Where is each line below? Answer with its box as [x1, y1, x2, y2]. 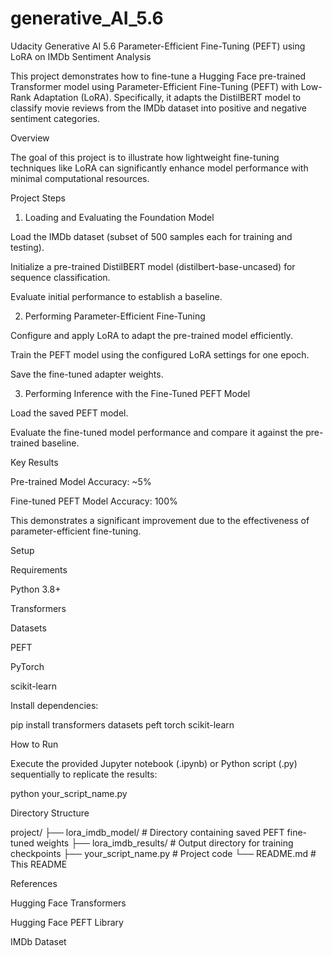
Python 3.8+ [10, 583, 62, 595]
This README [10, 858, 68, 870]
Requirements [10, 563, 68, 576]
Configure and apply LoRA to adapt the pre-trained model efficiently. [10, 329, 293, 341]
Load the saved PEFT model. [10, 407, 129, 419]
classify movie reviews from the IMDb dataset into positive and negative [10, 102, 307, 114]
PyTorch [10, 660, 45, 672]
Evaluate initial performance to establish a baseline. [10, 290, 223, 302]
